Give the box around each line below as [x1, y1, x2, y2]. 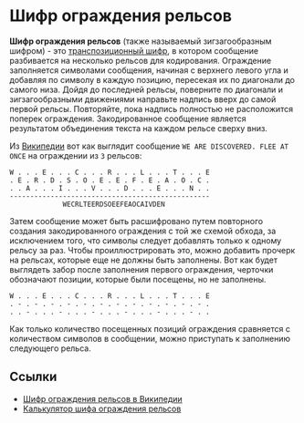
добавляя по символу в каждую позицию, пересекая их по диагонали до [9, 74, 295, 85]
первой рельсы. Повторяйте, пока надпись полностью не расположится [9, 103, 294, 114]
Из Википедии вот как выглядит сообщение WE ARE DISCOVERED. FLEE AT [9, 140, 289, 151]
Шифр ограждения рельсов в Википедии [22, 393, 183, 404]
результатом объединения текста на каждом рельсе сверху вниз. [9, 122, 267, 133]
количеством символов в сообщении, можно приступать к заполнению [9, 333, 290, 344]
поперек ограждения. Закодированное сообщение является [9, 113, 246, 124]
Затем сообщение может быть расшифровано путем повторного [9, 215, 263, 226]
